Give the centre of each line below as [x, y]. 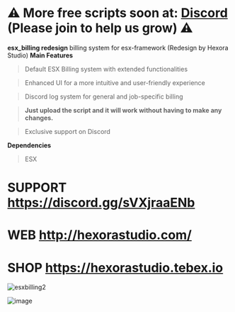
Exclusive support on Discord [68, 131]
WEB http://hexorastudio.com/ [100, 235]
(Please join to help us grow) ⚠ [100, 28]
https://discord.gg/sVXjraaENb [101, 203]
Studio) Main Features [40, 55]
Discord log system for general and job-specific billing [104, 96]
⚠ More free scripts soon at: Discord [117, 13]
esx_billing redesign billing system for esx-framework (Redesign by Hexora [118, 48]
